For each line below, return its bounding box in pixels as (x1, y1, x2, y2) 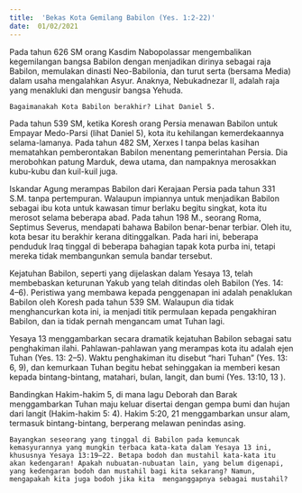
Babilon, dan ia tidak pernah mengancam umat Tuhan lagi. (9, 315, 225, 326)
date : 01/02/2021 (9, 22, 78, 31)
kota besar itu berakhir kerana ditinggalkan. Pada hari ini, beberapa (9, 231, 259, 242)
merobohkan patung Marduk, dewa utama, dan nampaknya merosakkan (9, 156, 277, 167)
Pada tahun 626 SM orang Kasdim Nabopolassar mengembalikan (9, 46, 252, 57)
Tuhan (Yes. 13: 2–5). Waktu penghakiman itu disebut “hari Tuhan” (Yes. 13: (9, 352, 288, 363)
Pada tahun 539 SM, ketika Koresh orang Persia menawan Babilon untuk (9, 118, 279, 129)
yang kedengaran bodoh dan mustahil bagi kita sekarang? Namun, (9, 466, 256, 476)
